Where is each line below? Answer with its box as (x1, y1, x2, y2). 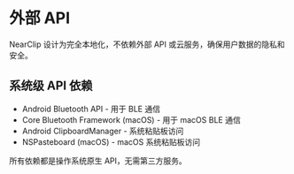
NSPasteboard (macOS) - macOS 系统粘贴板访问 (21, 136, 201, 147)
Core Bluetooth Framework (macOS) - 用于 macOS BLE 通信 (21, 114, 241, 125)
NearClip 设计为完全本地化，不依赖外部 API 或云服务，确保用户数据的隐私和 (9, 39, 285, 49)
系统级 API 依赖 (9, 79, 93, 94)
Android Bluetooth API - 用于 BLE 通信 (21, 103, 161, 114)
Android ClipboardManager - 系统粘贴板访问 (21, 125, 184, 136)
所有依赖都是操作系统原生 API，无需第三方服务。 (9, 155, 188, 166)
